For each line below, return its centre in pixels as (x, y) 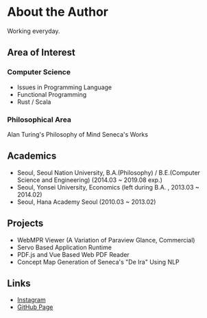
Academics (32, 156)
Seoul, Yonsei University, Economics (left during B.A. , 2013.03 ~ (108, 187)
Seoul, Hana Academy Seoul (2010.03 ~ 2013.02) (86, 202)
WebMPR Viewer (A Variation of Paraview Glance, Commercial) (106, 240)
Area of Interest (41, 53)
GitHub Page (35, 307)
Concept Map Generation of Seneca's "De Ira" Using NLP (98, 262)
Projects (25, 224)
